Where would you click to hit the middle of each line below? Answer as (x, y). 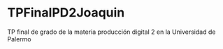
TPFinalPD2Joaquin (66, 13)
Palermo (19, 39)
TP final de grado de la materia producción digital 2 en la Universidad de (111, 32)
